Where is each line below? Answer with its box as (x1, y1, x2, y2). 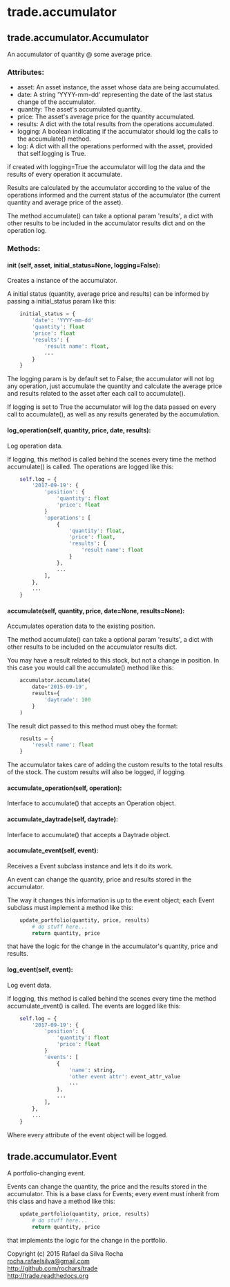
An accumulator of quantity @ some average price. (7, 50, 153, 58)
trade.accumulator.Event (7, 1150, 117, 1162)
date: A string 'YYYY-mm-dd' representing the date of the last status (17, 91, 213, 99)
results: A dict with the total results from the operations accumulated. (17, 120, 214, 128)
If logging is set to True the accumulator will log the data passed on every (7, 403, 216, 411)
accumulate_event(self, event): (7, 846, 99, 855)
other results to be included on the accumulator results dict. (7, 642, 178, 651)
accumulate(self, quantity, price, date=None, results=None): (7, 606, 185, 615)
